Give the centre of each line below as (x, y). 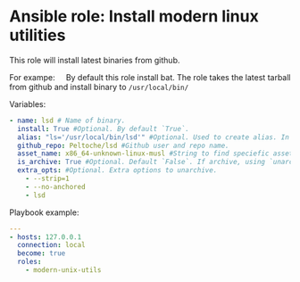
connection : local (52, 245)
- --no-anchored (56, 187)
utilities (37, 35)
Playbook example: (44, 212)
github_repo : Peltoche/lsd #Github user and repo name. (123, 145)
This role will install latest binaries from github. (95, 60)
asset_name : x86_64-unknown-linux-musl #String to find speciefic (143, 153)
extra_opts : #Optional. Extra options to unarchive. (117, 170)
